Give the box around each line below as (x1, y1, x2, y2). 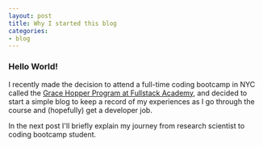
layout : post (8, 11, 52, 20)
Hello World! (8, 61, 59, 73)
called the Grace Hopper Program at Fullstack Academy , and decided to (8, 88, 248, 98)
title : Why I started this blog (8, 19, 117, 27)
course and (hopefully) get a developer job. (8, 105, 153, 115)
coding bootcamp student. (8, 129, 97, 139)
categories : (8, 27, 48, 35)
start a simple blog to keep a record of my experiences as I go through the (8, 96, 256, 106)
